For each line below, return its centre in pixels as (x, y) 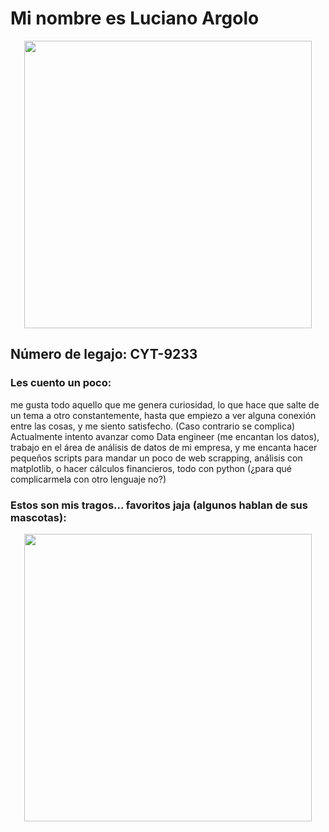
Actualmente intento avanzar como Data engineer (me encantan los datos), (165, 436)
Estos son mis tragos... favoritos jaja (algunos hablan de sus (159, 505)
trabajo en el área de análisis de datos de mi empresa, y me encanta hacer (164, 447)
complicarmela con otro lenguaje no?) (88, 479)
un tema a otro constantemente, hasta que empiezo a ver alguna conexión (163, 415)
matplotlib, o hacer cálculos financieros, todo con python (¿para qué (151, 468)
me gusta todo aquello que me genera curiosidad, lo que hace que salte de (165, 404)
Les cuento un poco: (61, 383)
